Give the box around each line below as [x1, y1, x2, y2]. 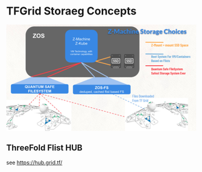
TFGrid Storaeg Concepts [6, 4, 137, 18]
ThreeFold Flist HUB [6, 143, 83, 153]
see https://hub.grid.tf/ [6, 159, 63, 166]
